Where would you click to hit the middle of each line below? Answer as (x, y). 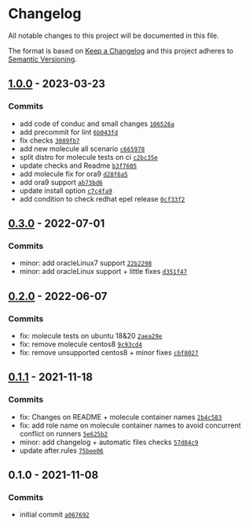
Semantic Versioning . (42, 59)
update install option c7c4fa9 (66, 191)
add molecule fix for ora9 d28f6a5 (73, 173)
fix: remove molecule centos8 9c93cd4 (81, 344)
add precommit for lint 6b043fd (69, 131)
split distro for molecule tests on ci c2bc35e (89, 157)
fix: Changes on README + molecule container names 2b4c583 (121, 417)
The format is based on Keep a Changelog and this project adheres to (121, 50)
